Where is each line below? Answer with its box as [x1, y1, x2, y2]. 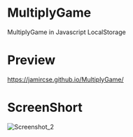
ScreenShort [7, 99, 83, 115]
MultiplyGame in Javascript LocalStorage [7, 28, 126, 36]
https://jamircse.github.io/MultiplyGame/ [7, 75, 124, 83]
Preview [7, 52, 56, 68]
